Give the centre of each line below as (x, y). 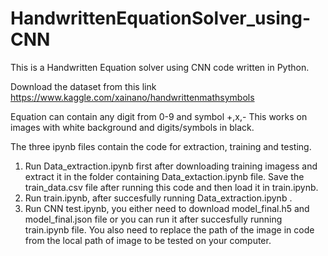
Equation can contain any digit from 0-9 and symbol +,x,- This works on (159, 116)
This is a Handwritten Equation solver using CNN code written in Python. (160, 67)
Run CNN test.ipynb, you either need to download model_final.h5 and (167, 208)
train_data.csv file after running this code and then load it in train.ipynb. (171, 187)
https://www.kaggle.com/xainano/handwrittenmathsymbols (132, 97)
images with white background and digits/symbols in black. (132, 127)
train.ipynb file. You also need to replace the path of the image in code (169, 229)
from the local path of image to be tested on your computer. (148, 240)
